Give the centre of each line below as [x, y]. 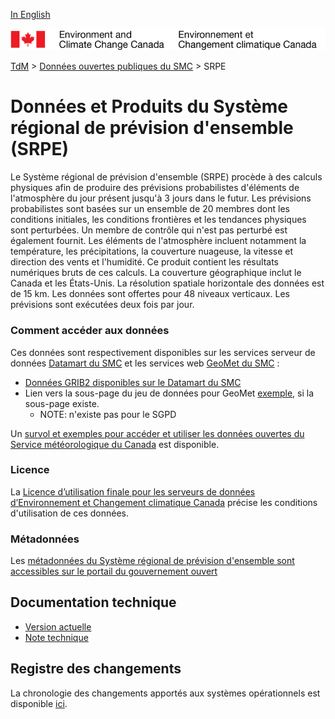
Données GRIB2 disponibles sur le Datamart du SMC [133, 382]
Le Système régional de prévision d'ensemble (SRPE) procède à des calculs [166, 177]
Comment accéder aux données [90, 331]
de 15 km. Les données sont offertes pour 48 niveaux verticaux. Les [150, 294]
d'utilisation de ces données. [70, 513]
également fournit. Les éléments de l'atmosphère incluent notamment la [158, 241]
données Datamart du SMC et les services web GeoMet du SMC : [145, 363]
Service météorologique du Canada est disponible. [115, 444]
